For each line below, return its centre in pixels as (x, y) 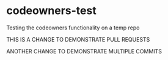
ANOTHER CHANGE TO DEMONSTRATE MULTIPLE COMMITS (84, 51)
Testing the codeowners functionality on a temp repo (73, 28)
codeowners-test (51, 11)
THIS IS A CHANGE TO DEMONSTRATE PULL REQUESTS (78, 39)
